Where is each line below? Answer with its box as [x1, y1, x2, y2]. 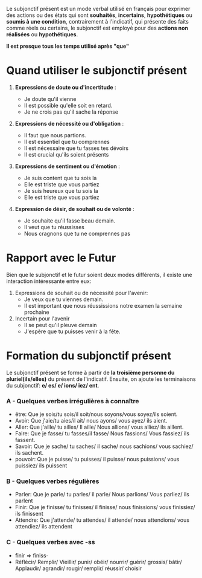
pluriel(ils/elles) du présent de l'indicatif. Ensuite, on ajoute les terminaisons [6, 375, 196, 383]
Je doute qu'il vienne [24, 95, 77, 102]
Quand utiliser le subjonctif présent [6, 63, 188, 77]
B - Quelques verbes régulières [6, 477, 99, 485]
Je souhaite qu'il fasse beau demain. [24, 217, 116, 224]
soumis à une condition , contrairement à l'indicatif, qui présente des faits [6, 18, 189, 25]
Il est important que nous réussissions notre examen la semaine [24, 302, 183, 309]
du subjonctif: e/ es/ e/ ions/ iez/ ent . [6, 382, 99, 389]
